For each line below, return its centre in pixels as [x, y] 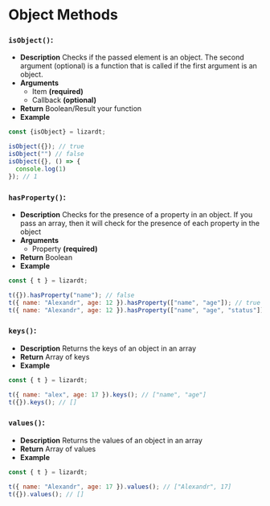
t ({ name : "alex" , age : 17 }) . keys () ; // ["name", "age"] [107, 395]
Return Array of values [58, 449]
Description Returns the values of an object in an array [111, 440]
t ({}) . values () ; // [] [46, 494]
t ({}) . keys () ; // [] [43, 402]
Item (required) [57, 92]
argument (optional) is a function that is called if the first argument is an [138, 66]
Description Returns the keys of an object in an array [108, 348]
